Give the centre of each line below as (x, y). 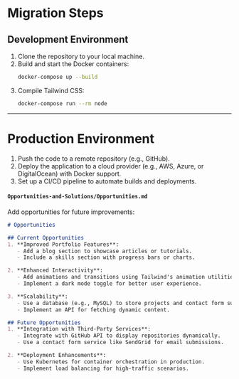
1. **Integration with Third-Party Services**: (79, 329)
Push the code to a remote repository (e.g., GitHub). (94, 159)
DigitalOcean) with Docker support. (69, 174)
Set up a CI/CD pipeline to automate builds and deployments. (107, 181)
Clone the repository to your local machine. (81, 56)
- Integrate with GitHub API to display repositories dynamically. (119, 336)
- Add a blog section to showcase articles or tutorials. (105, 251)
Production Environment (81, 138)
